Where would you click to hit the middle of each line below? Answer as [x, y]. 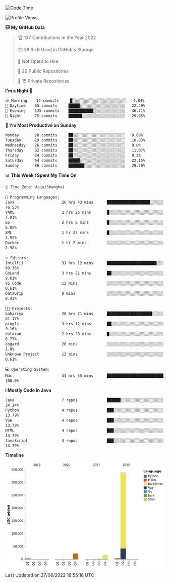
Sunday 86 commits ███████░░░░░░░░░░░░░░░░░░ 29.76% [75, 166]
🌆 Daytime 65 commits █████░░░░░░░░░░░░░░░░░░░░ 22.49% [75, 106]
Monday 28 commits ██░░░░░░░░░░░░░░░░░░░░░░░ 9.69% [74, 135]
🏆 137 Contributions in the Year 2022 [57, 37]
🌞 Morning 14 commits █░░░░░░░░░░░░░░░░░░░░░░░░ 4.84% [75, 101]
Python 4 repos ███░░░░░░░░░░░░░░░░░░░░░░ [84, 410]
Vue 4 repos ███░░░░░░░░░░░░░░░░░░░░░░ [84, 420]
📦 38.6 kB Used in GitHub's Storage [55, 50]
